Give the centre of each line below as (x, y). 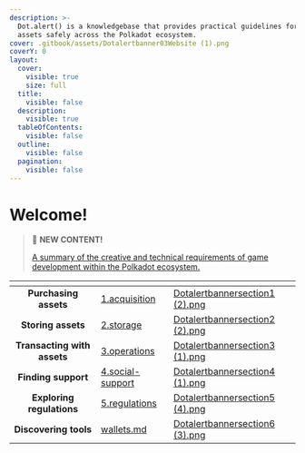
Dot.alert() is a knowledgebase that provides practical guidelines (150, 26)
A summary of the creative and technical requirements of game (150, 257)
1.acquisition (128, 299)
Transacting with (53, 346)
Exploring (53, 398)
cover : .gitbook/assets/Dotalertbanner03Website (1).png (119, 43)
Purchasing (53, 293)
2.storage (122, 325)
